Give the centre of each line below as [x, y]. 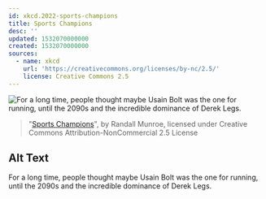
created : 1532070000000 [49, 46]
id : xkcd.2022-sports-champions [63, 16]
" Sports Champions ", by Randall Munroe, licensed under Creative [138, 123]
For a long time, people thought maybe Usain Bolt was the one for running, [133, 177]
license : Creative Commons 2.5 [76, 76]
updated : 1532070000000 [49, 39]
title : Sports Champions [50, 24]
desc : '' [23, 31]
